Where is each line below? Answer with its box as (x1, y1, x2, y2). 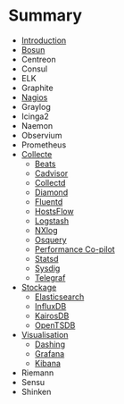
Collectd (34, 177, 66, 188)
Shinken (21, 386, 52, 397)
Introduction (21, 35, 67, 46)
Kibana (34, 358, 62, 368)
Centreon (21, 54, 56, 64)
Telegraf (34, 272, 66, 282)
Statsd (34, 253, 59, 264)
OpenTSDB (34, 319, 76, 331)
